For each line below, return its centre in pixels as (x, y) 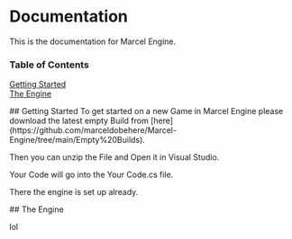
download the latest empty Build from (79, 121)
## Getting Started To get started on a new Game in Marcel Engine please (146, 111)
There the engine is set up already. (74, 192)
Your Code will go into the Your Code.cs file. (91, 175)
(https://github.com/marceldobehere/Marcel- (93, 130)
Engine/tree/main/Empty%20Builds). (78, 140)
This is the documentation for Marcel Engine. (93, 41)
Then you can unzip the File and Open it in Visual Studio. (114, 157)
